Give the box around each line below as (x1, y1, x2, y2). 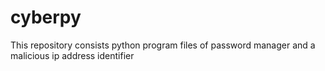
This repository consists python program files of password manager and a (10, 39, 316, 51)
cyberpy (10, 6, 82, 29)
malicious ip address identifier (10, 49, 135, 61)
